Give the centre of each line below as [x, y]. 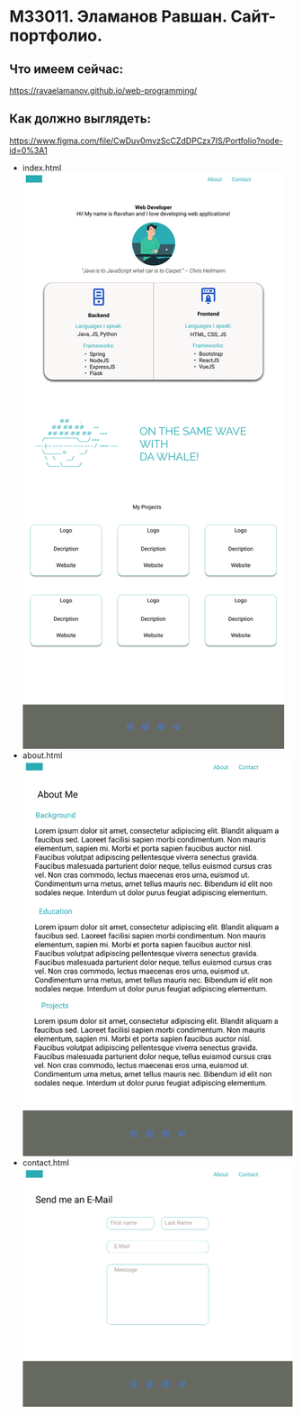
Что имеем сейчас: [67, 69]
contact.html [46, 1163]
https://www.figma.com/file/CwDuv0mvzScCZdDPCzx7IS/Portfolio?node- [146, 141]
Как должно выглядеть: [80, 119]
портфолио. [56, 36]
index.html [42, 168]
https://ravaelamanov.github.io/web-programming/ [103, 91]
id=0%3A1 [28, 150]
